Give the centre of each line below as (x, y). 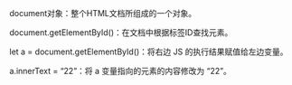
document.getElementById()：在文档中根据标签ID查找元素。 (121, 33)
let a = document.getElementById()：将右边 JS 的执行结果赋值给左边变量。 (149, 52)
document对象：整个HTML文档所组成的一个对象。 (103, 13)
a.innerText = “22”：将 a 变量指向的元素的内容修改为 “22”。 (121, 71)
